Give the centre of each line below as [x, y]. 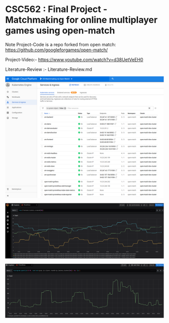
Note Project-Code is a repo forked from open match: [61, 44]
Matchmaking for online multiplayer [81, 20]
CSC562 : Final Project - [56, 9]
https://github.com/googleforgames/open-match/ [57, 50]
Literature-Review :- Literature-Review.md [49, 69]
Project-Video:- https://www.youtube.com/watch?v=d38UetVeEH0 [74, 59]
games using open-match [60, 31]
